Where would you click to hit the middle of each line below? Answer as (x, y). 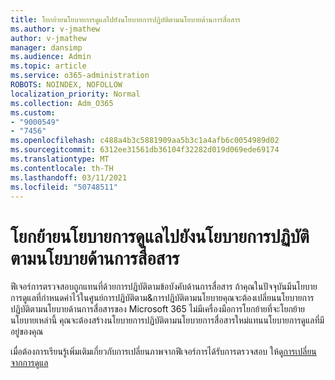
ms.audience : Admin (51, 57)
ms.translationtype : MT (60, 159)
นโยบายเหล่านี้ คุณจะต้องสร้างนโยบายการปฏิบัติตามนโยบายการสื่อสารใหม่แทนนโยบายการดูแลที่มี (167, 320)
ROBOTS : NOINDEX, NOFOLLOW (66, 85)
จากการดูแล (29, 363)
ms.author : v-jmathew (55, 29)
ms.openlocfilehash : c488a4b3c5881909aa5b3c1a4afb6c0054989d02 (145, 141)
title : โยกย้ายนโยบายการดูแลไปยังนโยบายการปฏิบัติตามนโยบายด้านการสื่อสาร (125, 19)
